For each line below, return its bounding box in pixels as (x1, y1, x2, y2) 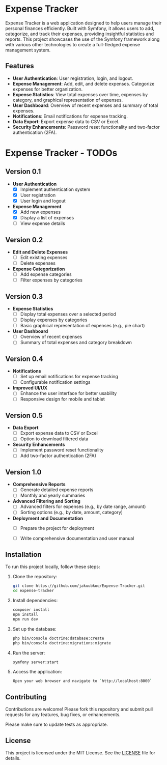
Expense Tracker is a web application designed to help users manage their (5, 20, 162, 26)
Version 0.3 (5, 292, 43, 301)
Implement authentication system (20, 186, 91, 192)
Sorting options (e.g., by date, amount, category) (20, 509, 123, 516)
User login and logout (20, 197, 66, 204)
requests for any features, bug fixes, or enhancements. (5, 712, 121, 718)
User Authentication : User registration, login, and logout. (12, 75, 133, 81)
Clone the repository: (12, 574, 58, 580)
